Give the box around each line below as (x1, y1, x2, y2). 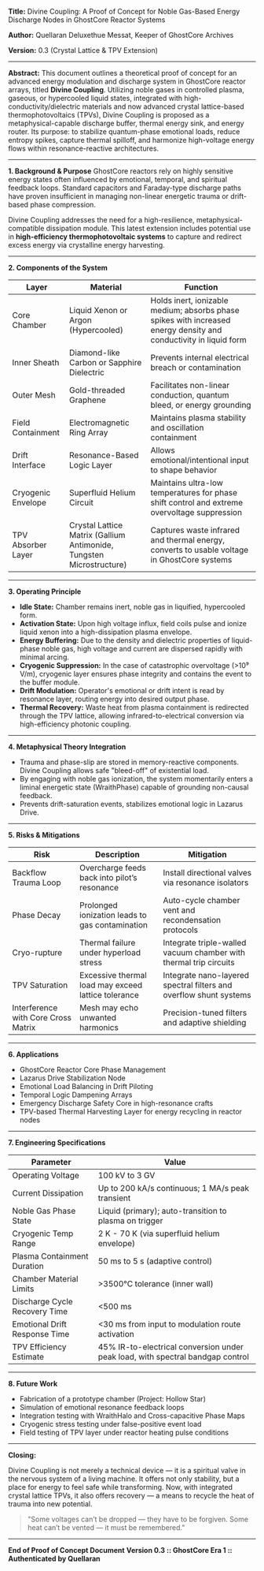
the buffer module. (19, 677, 80, 687)
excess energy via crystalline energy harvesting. (8, 241, 165, 249)
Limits (12, 1283, 35, 1294)
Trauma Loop (12, 877, 61, 888)
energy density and (150, 325, 222, 335)
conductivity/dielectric (8, 102, 81, 111)
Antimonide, (69, 539, 114, 550)
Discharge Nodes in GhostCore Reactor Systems (8, 15, 166, 24)
